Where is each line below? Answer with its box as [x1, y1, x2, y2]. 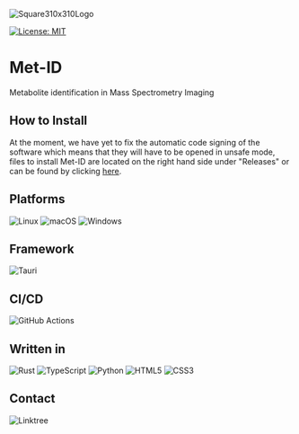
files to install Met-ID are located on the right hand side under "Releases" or [9, 155, 290, 166]
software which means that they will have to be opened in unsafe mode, [9, 146, 276, 157]
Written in [9, 341, 66, 357]
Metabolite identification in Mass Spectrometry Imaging [9, 86, 215, 98]
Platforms [9, 191, 66, 207]
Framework [9, 241, 75, 256]
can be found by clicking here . [9, 165, 122, 176]
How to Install [9, 113, 88, 128]
